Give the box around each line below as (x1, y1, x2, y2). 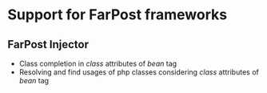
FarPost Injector (7, 38, 90, 51)
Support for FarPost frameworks (7, 6, 228, 24)
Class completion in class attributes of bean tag (18, 59, 177, 68)
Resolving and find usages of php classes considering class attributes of (18, 67, 259, 77)
